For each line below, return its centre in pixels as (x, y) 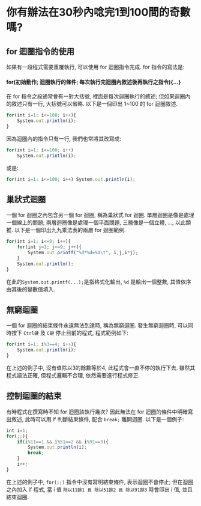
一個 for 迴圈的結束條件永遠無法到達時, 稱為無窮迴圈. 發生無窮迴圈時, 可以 (97, 326)
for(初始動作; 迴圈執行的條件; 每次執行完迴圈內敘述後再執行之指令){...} (94, 82)
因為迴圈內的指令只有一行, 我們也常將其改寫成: (64, 138)
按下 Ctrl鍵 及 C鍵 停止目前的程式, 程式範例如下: (70, 333)
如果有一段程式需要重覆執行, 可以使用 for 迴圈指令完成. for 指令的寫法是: (95, 67)
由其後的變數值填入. (31, 289)
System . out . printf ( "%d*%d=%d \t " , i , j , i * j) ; (83, 253)
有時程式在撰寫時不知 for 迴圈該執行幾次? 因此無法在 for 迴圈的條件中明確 (97, 412)
